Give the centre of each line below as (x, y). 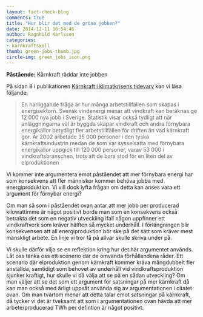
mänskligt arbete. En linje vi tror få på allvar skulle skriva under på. (89, 237)
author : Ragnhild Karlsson (40, 35)
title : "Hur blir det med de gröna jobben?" (63, 23)
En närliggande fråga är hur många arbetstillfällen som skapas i (100, 104)
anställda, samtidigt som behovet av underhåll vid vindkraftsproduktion (95, 268)
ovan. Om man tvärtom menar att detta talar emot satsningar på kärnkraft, (98, 295)
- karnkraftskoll (28, 46)
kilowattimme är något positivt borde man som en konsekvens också (92, 212)
